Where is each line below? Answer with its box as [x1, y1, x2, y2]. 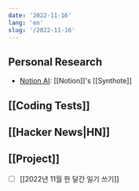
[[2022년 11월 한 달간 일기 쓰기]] [19, 174, 119, 183]
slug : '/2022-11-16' [8, 26, 76, 34]
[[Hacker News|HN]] [8, 125, 110, 138]
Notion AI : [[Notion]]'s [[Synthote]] [19, 76, 132, 86]
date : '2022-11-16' [8, 11, 72, 20]
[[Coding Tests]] [8, 99, 90, 112]
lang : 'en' [8, 19, 44, 27]
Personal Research [8, 55, 103, 68]
